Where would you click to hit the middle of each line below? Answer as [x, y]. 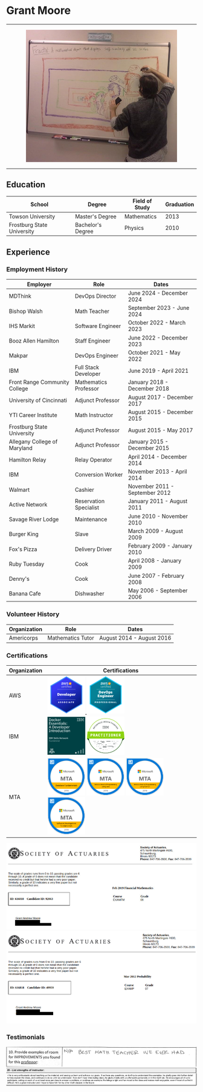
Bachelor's [89, 224]
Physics [134, 228]
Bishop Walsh [26, 311]
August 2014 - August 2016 [135, 638]
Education [26, 185]
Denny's [19, 579]
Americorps [23, 638]
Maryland [21, 448]
